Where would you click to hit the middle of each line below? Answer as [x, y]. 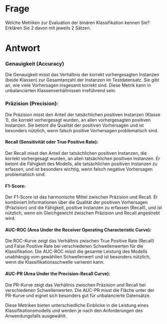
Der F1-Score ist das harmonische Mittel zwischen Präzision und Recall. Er [82, 197]
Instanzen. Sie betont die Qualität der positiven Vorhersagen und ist [75, 125]
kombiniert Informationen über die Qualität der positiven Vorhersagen [77, 202]
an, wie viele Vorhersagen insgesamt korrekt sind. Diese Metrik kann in [78, 85]
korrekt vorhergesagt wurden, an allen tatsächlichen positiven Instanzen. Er [83, 158]
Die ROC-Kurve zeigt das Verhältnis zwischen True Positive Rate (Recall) [80, 241]
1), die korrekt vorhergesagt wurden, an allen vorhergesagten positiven [78, 120]
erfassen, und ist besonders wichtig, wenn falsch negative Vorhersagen [79, 169]
